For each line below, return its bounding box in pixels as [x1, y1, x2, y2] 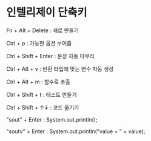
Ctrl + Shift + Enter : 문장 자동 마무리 [6, 52, 95, 59]
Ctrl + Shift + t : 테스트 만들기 [6, 91, 77, 98]
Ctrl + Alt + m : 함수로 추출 [6, 78, 71, 85]
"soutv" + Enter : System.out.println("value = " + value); [6, 128, 146, 135]
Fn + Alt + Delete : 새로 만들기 [6, 27, 79, 34]
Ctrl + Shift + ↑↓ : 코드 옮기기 [6, 103, 79, 111]
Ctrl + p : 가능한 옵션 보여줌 [6, 39, 72, 47]
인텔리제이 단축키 [6, 5, 87, 19]
